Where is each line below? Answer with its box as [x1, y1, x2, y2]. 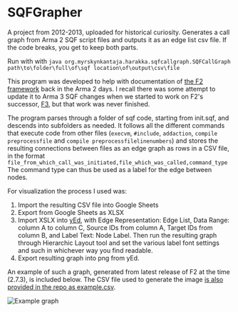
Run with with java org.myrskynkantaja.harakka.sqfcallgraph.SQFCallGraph [7, 56, 231, 65]
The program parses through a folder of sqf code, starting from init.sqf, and [7, 114, 229, 122]
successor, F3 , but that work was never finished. [7, 99, 150, 108]
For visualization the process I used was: [7, 186, 127, 195]
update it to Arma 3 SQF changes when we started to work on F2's [7, 92, 204, 101]
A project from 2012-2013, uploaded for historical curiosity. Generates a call [7, 28, 230, 36]
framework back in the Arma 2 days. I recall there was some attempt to [7, 84, 216, 93]
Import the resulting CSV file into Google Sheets [17, 201, 159, 209]
